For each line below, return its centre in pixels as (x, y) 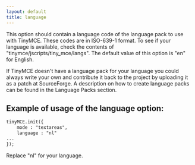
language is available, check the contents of (60, 47)
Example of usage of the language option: (85, 108)
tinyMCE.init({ (25, 122)
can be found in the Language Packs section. (62, 90)
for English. (20, 59)
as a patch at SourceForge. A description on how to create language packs (98, 83)
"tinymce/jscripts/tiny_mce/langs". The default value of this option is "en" (96, 53)
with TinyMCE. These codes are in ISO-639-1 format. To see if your (89, 40)
